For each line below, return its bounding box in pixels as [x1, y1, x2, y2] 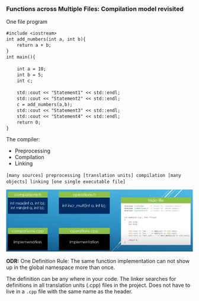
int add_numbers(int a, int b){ [6, 36, 86, 43]
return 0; [17, 119, 41, 126]
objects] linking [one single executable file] [6, 179, 126, 185]
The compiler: [6, 136, 40, 143]
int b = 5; [17, 72, 44, 78]
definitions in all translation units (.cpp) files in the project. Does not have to [6, 281, 191, 289]
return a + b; [17, 42, 52, 49]
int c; [17, 78, 33, 84]
